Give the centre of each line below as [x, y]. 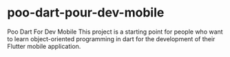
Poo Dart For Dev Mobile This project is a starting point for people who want [115, 32]
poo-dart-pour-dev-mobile [86, 13]
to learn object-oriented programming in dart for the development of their [111, 38]
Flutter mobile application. [44, 46]
